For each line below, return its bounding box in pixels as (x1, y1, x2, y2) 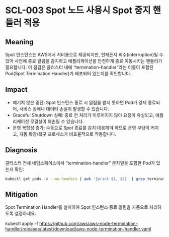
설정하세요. (14, 210, 37, 217)
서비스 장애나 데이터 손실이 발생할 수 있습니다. (19, 105, 109, 111)
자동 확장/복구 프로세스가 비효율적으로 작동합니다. (19, 131, 117, 137)
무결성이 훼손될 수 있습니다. (30, 118, 84, 124)
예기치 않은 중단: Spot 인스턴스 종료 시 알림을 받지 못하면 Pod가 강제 (12, 99, 147, 105)
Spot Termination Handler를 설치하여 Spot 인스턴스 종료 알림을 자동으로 (5, 204, 148, 210)
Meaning (5, 37, 34, 46)
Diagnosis (5, 146, 38, 154)
